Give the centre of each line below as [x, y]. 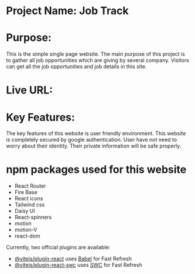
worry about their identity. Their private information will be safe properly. [94, 146]
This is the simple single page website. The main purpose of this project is [96, 54]
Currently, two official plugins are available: [58, 248]
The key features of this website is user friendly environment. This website [96, 133]
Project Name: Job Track [67, 11]
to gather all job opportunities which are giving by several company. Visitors [97, 61]
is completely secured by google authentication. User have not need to [92, 140]
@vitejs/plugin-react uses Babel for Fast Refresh [73, 259]
